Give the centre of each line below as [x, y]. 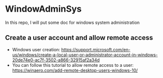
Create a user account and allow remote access [79, 38]
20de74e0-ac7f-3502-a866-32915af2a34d [56, 60]
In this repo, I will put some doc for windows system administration [72, 22]
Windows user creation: [36, 49]
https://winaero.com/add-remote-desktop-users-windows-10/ [75, 70]
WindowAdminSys [43, 9]
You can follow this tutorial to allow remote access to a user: [73, 65]
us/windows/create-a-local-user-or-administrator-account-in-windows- [85, 55]
